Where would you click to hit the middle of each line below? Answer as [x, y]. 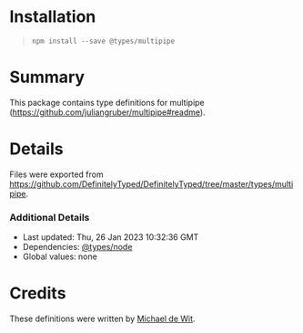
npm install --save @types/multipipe [103, 41]
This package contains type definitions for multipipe [107, 102]
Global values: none [60, 256]
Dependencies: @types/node [77, 247]
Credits [38, 293]
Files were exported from [56, 174]
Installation [53, 17]
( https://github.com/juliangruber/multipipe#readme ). [108, 112]
